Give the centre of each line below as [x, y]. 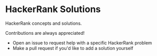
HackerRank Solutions [53, 9]
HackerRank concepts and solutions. [44, 23]
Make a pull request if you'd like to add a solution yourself [73, 48]
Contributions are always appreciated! [45, 33]
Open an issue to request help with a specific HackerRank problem [82, 43]
